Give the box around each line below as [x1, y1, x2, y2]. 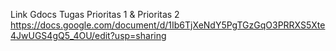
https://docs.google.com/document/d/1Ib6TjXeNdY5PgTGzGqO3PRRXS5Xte [10, 19, 326, 31]
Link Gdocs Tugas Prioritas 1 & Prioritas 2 [10, 9, 180, 20]
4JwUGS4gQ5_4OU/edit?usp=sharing [10, 30, 167, 41]
